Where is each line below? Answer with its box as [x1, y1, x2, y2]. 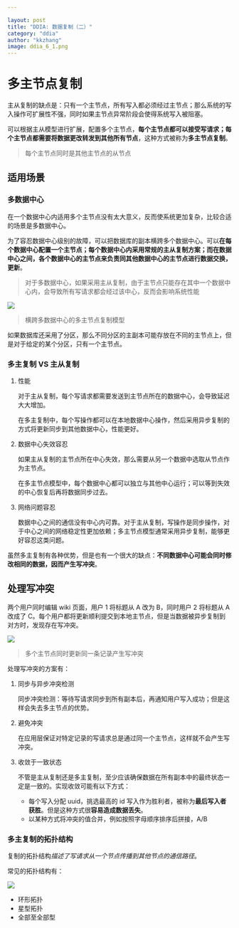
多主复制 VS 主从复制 [7, 359, 80, 369]
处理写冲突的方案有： [7, 664, 70, 673]
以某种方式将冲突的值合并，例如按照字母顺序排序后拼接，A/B [28, 814, 208, 823]
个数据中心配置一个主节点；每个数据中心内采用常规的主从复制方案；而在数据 [7, 245, 232, 253]
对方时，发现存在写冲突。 [7, 621, 83, 629]
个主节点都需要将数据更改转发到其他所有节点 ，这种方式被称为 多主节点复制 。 [7, 134, 232, 142]
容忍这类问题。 [23, 536, 68, 544]
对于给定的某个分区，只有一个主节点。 [13, 339, 126, 348]
